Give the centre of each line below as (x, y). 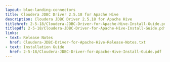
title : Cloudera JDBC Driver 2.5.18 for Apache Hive (62, 14)
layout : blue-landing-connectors (40, 10)
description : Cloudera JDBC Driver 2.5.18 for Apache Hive (69, 19)
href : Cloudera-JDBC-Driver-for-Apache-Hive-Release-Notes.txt (78, 42)
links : (12, 33)
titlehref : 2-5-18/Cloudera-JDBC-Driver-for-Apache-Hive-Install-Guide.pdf (87, 24)
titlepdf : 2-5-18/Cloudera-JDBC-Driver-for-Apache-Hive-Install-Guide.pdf (86, 28)
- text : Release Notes (29, 38)
